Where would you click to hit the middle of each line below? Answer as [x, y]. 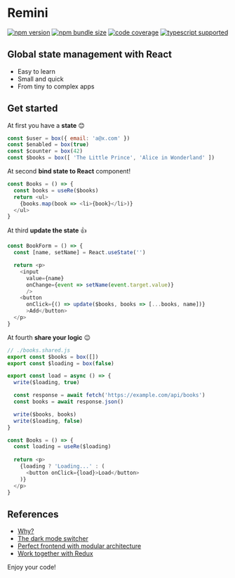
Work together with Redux [55, 553]
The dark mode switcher [53, 539]
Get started [33, 109]
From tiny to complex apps [56, 86]
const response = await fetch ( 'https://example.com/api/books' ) [109, 395]
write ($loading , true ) [47, 383]
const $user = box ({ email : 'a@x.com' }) [69, 138]
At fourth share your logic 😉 [49, 337]
